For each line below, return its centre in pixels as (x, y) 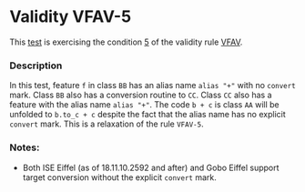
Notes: (25, 147)
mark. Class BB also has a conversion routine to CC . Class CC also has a (141, 95)
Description (36, 66)
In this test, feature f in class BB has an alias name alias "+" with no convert (152, 86)
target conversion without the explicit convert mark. (119, 177)
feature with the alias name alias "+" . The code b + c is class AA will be (144, 105)
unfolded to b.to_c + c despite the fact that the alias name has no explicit (148, 115)
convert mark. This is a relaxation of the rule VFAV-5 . (107, 124)
